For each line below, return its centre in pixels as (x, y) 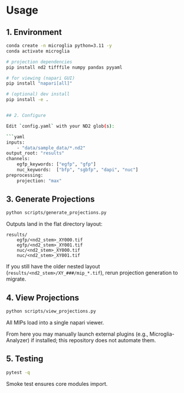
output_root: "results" (35, 153)
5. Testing (25, 359)
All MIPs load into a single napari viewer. (55, 322)
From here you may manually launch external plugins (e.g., (77, 334)
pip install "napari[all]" (39, 83)
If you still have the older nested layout (53, 267)
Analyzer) (18, 340)
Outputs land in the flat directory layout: (54, 224)
